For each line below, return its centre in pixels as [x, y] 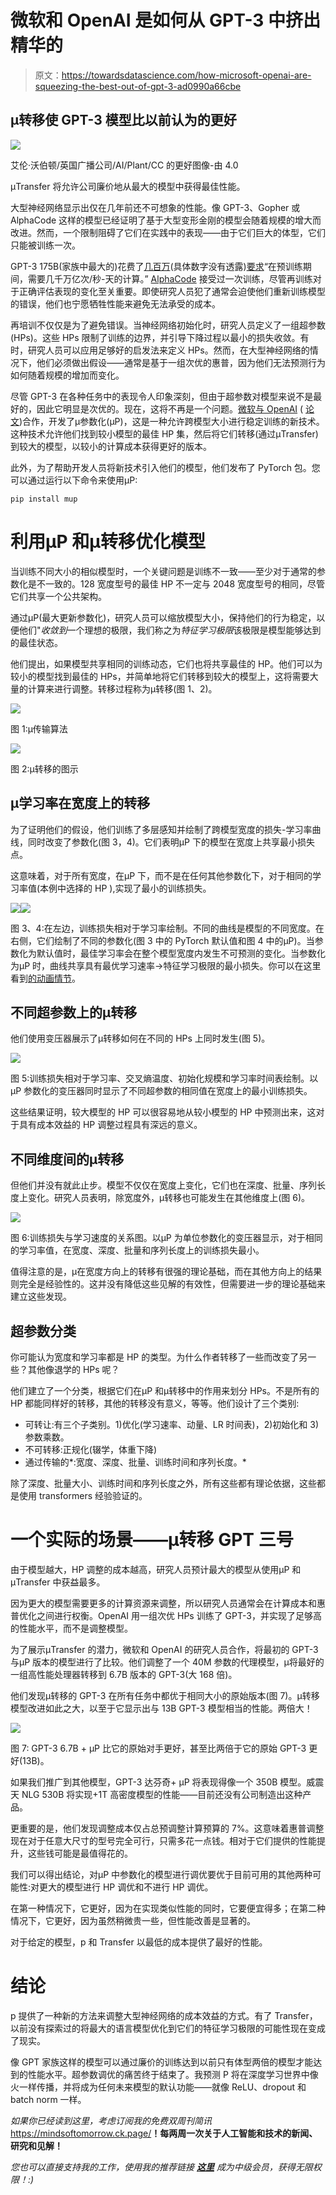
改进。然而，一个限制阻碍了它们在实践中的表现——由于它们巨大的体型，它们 [168, 232]
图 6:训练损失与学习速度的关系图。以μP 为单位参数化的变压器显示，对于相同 [166, 1238]
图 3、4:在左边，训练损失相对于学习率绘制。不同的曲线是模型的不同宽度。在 [167, 928]
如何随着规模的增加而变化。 [67, 375]
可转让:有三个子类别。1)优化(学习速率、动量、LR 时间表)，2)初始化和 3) [172, 1424]
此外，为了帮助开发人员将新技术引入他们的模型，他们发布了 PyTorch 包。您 [165, 467]
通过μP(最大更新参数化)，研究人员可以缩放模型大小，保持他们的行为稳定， [163, 617]
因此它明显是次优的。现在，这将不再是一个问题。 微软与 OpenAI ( [170, 408]
